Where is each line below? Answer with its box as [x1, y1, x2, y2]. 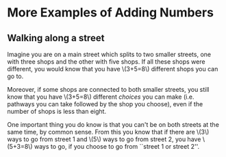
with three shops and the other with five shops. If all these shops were [7, 58, 205, 66]
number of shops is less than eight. [7, 108, 107, 115]
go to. [7, 72, 24, 80]
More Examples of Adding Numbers [7, 5, 214, 21]
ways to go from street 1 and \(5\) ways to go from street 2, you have [7, 135, 201, 143]
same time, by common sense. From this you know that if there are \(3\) [7, 128, 210, 136]
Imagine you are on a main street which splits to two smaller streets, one [7, 50, 211, 58]
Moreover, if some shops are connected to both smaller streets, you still [7, 86, 210, 93]
